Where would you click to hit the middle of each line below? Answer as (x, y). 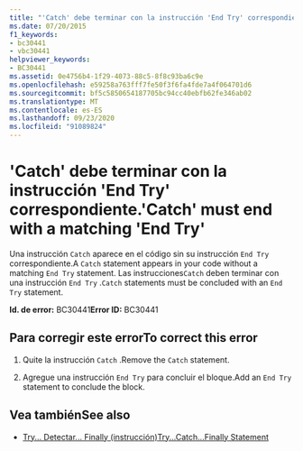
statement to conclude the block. (84, 387)
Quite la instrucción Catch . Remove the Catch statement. (126, 359)
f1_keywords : (34, 34)
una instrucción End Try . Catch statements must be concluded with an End (146, 282)
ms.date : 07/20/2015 (48, 26)
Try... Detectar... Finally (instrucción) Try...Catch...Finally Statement (145, 437)
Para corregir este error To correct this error (134, 338)
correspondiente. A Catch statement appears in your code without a (134, 263)
